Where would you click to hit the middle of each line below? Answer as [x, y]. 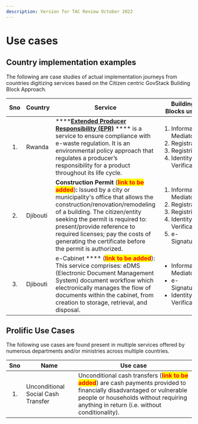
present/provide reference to [95, 226]
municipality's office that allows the [105, 197]
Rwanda [37, 147]
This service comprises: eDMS [98, 265]
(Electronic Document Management [105, 273]
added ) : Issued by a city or [93, 189]
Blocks [175, 111]
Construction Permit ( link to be [100, 182]
